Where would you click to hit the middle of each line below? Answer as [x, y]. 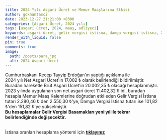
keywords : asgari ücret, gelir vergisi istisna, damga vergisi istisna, [82, 33]
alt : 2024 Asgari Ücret [34, 61]
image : [12, 51]
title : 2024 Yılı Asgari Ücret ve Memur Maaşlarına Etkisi [68, 10]
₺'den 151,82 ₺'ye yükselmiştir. [37, 107]
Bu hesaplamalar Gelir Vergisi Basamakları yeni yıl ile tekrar [68, 112]
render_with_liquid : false [33, 38]
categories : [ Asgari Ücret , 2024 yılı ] [46, 24]
